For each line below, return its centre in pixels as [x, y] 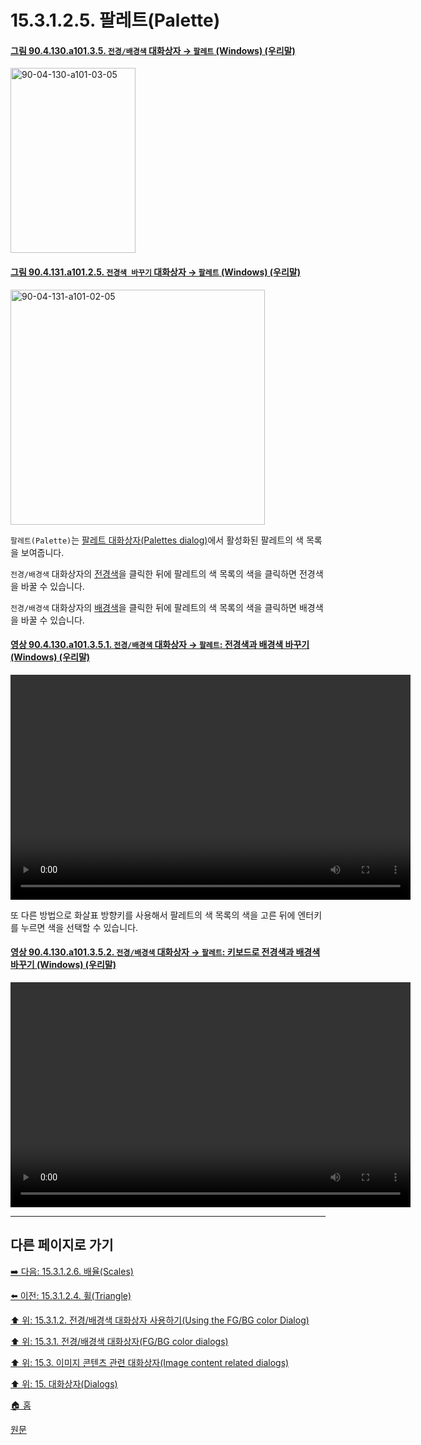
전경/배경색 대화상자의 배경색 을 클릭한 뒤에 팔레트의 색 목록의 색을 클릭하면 [153, 607]
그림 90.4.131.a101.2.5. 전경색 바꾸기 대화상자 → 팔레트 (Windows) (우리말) [156, 272]
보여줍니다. [42, 552]
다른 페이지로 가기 [62, 1245]
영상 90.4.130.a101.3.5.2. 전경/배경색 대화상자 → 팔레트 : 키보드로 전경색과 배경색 [165, 952]
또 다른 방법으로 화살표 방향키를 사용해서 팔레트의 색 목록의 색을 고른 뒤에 [153, 915]
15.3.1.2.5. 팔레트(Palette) [115, 20]
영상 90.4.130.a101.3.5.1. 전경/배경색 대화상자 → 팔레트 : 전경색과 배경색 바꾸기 [160, 645]
